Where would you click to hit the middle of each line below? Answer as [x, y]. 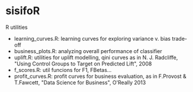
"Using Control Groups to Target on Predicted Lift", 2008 [83, 64]
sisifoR [23, 11]
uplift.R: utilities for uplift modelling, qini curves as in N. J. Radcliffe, [96, 57]
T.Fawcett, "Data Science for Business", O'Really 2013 [80, 82]
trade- [179, 38]
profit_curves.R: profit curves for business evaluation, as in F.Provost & [100, 76]
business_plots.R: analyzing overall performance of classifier [88, 51]
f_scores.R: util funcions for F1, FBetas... [63, 70]
